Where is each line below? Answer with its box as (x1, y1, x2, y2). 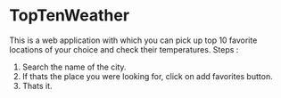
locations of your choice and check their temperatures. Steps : (9, 44, 239, 54)
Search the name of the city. (21, 61, 127, 72)
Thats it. (21, 80, 53, 91)
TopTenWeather (9, 5, 130, 26)
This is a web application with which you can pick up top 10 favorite (9, 35, 258, 45)
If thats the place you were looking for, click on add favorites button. (21, 70, 274, 81)
